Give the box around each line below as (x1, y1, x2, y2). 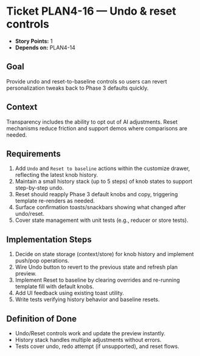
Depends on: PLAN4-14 (15, 44, 76, 51)
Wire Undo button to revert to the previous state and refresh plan (15, 263, 178, 271)
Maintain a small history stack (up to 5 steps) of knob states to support (15, 178, 193, 185)
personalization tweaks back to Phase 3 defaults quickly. (6, 84, 149, 91)
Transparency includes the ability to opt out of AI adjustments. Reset (6, 118, 178, 126)
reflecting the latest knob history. (15, 171, 98, 179)
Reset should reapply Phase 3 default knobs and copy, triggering (15, 191, 178, 198)
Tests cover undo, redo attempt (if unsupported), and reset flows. (15, 343, 179, 350)
